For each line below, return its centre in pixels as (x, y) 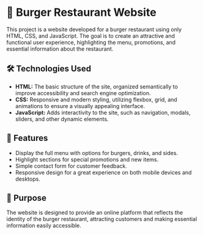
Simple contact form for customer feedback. (71, 166)
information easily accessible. (44, 226)
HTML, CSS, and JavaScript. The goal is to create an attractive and (91, 35)
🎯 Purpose (27, 198)
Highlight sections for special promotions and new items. (87, 159)
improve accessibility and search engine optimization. (83, 93)
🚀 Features (27, 138)
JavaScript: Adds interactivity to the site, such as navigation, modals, (103, 112)
